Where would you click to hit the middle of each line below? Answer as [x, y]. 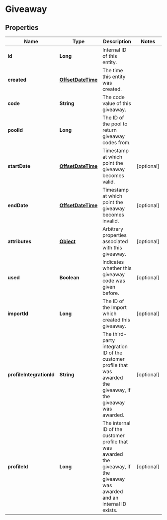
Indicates [113, 262]
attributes [19, 241]
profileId [18, 467]
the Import [115, 307]
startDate [19, 166]
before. [111, 293]
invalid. [111, 221]
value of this [117, 103]
